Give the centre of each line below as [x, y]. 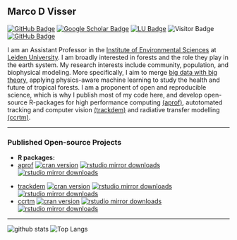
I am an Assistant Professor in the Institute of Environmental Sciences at [112, 49]
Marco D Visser [42, 12]
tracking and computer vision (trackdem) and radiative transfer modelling [114, 109]
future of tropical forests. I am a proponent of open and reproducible [107, 87]
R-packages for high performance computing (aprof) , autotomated [126, 102]
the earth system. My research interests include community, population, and [118, 65]
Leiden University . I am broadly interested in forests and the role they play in [118, 57]
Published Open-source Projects [65, 142]
